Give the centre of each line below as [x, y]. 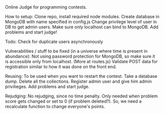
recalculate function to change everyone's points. [55, 106]
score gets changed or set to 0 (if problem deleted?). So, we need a [73, 101]
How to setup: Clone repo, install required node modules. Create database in [82, 16]
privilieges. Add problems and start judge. [47, 87]
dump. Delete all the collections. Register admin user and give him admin [78, 81]
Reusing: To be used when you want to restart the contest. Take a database [81, 76]
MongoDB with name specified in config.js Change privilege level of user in [81, 22]
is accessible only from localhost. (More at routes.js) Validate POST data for [82, 61]
